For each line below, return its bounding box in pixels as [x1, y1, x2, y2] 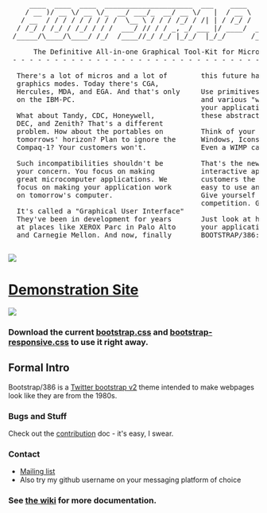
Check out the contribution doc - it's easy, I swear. [8, 429, 174, 438]
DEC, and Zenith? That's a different [16, 119, 164, 127]
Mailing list [19, 467, 56, 476]
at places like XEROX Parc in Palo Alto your [16, 223, 219, 231]
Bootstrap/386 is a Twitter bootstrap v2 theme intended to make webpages [8, 382, 254, 392]
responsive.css [8, 336, 69, 347]
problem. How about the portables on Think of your [16, 127, 256, 135]
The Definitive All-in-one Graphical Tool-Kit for [33, 48, 235, 56]
